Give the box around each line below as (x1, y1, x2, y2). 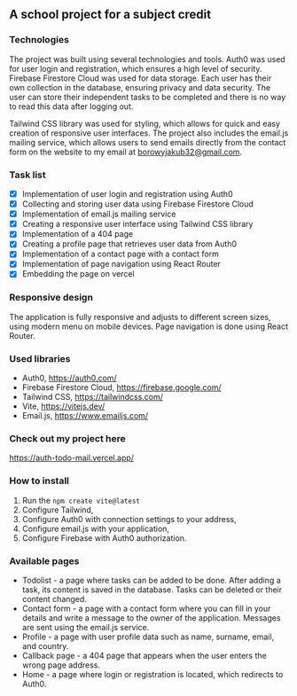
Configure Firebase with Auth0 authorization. (21, 532, 187, 544)
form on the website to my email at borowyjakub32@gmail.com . (9, 146, 242, 157)
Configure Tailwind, (21, 504, 94, 515)
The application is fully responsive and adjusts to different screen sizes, (9, 311, 271, 322)
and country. (21, 641, 69, 652)
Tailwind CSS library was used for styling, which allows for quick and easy (9, 118, 281, 129)
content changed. (21, 594, 87, 605)
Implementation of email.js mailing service (21, 208, 176, 220)
